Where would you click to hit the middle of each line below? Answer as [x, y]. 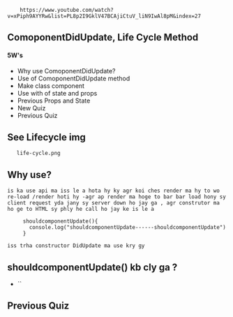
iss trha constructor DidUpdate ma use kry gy [76, 246]
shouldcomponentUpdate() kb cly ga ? [92, 267]
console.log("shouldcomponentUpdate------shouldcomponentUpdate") [128, 228]
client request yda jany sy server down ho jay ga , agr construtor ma [113, 203]
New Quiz [31, 108]
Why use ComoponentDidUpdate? [67, 71]
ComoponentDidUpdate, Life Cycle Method [103, 37]
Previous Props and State [54, 101]
